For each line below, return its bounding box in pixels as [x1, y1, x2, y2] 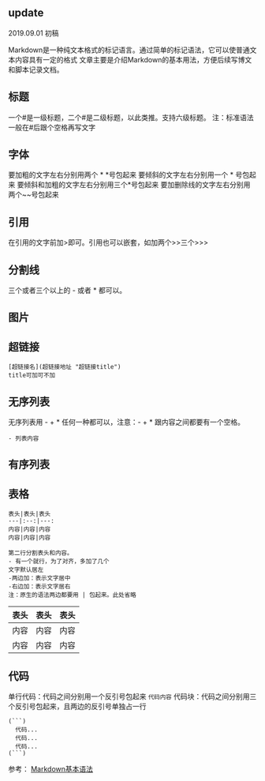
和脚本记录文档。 [8, 65, 64, 74]
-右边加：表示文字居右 [8, 583, 71, 591]
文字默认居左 [8, 566, 44, 574]
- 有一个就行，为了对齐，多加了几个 [8, 558, 110, 565]
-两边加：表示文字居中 [8, 574, 71, 583]
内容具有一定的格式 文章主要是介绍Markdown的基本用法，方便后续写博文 [14, 54, 252, 64]
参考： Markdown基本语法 [8, 764, 93, 774]
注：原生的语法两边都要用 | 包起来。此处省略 [8, 591, 136, 599]
